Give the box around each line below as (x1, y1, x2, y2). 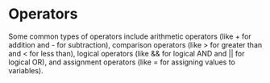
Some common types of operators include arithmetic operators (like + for (8, 31, 251, 41)
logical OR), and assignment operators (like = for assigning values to (8, 57, 235, 67)
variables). (8, 65, 44, 75)
